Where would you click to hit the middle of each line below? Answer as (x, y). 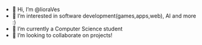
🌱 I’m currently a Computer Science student (67, 29)
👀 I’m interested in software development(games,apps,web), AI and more (104, 16)
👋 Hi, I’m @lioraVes (36, 9)
